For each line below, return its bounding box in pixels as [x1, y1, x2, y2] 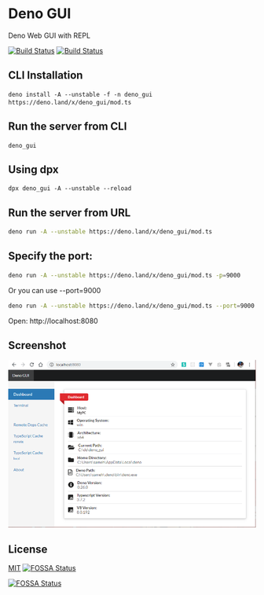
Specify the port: [8, 249, 93, 263]
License [8, 542, 48, 556]
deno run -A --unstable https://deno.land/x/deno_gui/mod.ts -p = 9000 [8, 271, 241, 279]
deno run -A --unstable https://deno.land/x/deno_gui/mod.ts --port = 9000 [8, 302, 255, 310]
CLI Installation [8, 68, 83, 83]
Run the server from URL [8, 206, 131, 219]
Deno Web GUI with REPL [8, 31, 91, 40]
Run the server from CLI [8, 119, 127, 134]
